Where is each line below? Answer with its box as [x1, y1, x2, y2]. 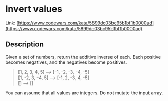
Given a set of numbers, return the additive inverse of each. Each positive [5, 54, 161, 60]
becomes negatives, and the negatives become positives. [5, 59, 127, 65]
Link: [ [5, 20, 19, 26]
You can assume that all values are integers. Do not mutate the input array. [5, 90, 163, 96]
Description [5, 40, 44, 49]
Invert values [5, 3, 63, 15]
